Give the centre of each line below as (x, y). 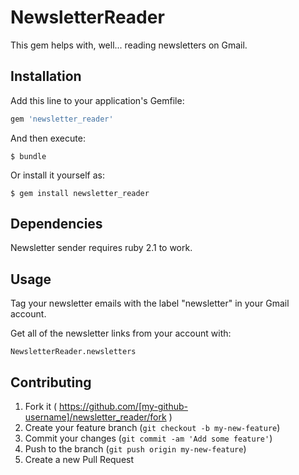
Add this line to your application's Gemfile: (97, 100)
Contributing (51, 382)
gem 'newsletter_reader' (62, 119)
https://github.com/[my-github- (123, 407)
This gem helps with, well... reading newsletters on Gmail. (129, 45)
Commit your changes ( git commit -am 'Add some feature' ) (148, 438)
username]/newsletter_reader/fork (95, 417)
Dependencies (56, 224)
